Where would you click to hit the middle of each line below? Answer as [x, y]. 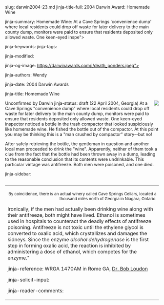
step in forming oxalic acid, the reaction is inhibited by [69, 246]
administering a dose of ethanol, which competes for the [72, 252]
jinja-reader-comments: [36, 291]
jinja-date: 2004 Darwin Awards [37, 84]
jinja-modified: [20, 56]
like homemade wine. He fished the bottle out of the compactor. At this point [82, 129]
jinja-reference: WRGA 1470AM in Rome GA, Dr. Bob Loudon [78, 269]
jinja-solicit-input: [29, 280]
